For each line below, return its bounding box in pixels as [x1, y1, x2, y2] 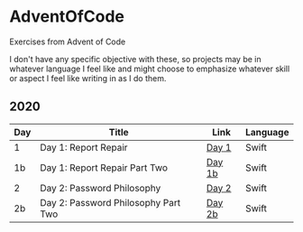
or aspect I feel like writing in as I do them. [9, 72, 167, 83]
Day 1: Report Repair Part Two [40, 161, 169, 173]
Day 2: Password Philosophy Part [40, 196, 181, 209]
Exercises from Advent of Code [9, 36, 126, 47]
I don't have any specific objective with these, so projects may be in [9, 53, 262, 64]
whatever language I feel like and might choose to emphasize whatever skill [9, 63, 290, 74]
